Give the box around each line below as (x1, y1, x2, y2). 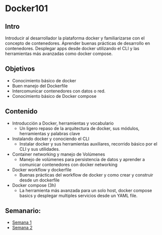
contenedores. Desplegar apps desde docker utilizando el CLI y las (5, 46, 140, 51)
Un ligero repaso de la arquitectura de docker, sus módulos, (19, 125, 140, 131)
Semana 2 (12, 225, 33, 231)
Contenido (5, 108, 38, 116)
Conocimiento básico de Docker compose (12, 93, 97, 99)
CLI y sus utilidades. (19, 146, 60, 152)
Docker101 (5, 3, 48, 14)
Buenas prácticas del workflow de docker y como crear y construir (19, 172, 153, 178)
